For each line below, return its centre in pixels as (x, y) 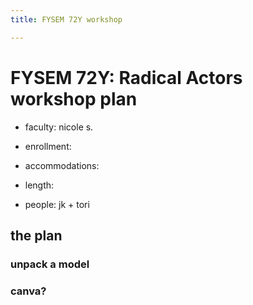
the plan (36, 235)
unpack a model (50, 264)
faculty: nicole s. (59, 127)
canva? (28, 291)
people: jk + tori (57, 204)
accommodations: (62, 165)
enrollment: (48, 146)
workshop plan (74, 98)
